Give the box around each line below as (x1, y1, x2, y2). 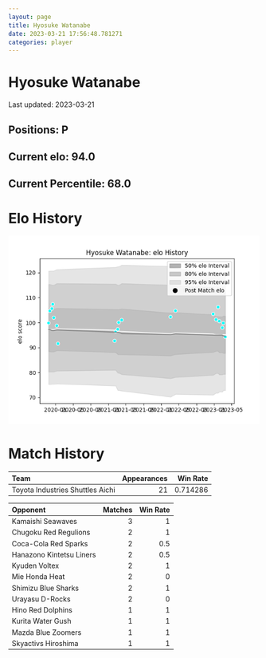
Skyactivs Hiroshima (11, 638, 79, 648)
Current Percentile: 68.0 (8, 177, 131, 191)
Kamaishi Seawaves (11, 517, 78, 526)
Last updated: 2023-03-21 (8, 100, 95, 109)
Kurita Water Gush (11, 617, 72, 626)
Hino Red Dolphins (11, 605, 73, 615)
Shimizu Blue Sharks (11, 583, 80, 593)
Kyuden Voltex (11, 561, 60, 570)
